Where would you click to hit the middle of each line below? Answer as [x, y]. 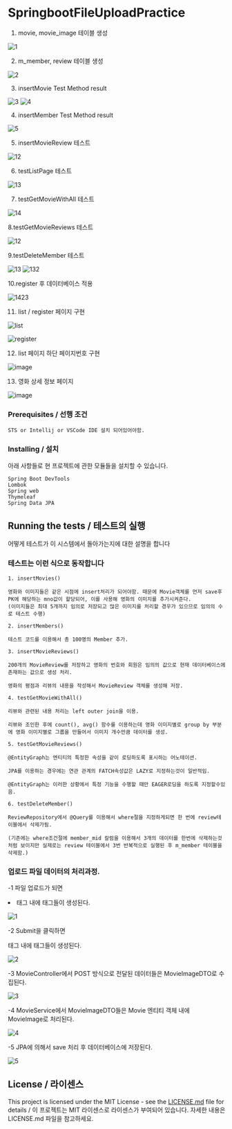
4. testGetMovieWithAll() [45, 697]
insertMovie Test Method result [62, 88]
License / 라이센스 [46, 1084]
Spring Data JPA [31, 503]
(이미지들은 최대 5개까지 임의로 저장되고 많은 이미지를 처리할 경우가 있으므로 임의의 [112, 606]
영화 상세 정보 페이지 [46, 381]
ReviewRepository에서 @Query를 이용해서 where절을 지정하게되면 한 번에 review [112, 817]
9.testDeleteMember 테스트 [46, 255]
